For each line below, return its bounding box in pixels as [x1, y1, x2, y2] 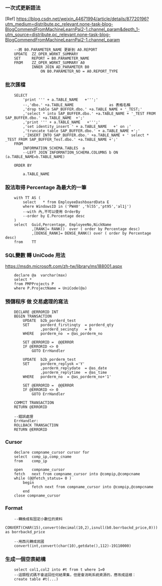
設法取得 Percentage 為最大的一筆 [5, 184, 87, 191]
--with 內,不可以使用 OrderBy [23, 209, 81, 214]
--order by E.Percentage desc [23, 213, 85, 218]
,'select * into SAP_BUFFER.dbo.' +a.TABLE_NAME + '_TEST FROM [23, 111, 156, 116]
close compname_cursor [14, 493, 61, 498]
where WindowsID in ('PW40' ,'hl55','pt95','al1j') [23, 204, 132, 209]
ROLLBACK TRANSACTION [14, 423, 58, 428]
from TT [14, 239, 37, 244]
